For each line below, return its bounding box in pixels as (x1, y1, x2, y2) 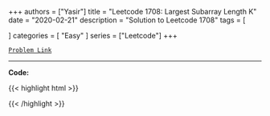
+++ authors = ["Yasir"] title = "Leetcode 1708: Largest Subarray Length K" (8, 7, 257, 16)
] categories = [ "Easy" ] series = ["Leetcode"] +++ (8, 31, 178, 40)
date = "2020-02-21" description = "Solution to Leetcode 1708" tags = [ (8, 15, 246, 25)
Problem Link (8, 46, 52, 54)
